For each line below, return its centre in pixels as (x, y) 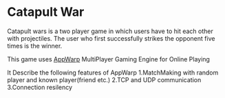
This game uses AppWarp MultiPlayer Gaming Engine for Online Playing (108, 59)
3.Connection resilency (40, 87)
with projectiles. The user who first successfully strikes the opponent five (111, 38)
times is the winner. (35, 46)
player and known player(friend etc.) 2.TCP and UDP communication (104, 79)
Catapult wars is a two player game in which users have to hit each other (110, 31)
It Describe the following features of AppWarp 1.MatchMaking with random (113, 72)
